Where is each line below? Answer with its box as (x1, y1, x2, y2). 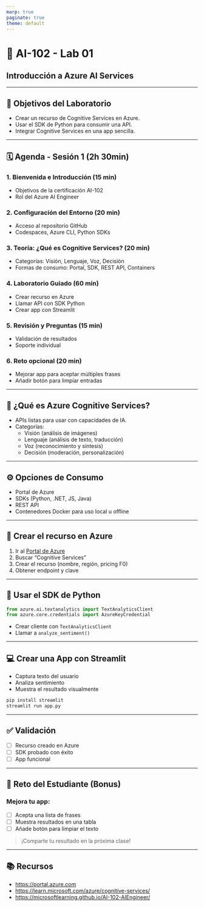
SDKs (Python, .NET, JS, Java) (15, 494, 92, 502)
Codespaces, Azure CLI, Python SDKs (15, 229, 110, 236)
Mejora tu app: (6, 797, 50, 806)
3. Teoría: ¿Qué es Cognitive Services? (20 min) (6, 244, 150, 253)
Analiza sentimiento (15, 679, 65, 687)
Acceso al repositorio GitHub (15, 222, 88, 229)
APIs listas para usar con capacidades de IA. (15, 416, 127, 424)
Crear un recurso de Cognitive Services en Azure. (15, 114, 140, 122)
